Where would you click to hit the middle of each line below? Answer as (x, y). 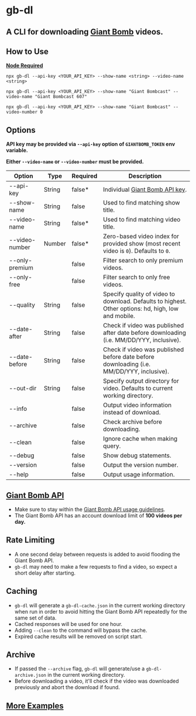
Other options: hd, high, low (141, 309)
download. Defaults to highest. (145, 302)
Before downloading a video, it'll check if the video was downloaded (97, 681)
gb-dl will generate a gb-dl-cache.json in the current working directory (100, 605)
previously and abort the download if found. (67, 687)
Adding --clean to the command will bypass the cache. (81, 630)
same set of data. (35, 618)
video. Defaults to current (138, 388)
